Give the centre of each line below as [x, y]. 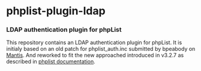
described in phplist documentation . [51, 61]
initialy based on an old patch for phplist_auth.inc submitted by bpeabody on [101, 49]
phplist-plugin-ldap [56, 11]
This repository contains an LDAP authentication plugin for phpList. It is [94, 42]
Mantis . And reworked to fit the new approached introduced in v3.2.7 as [95, 55]
